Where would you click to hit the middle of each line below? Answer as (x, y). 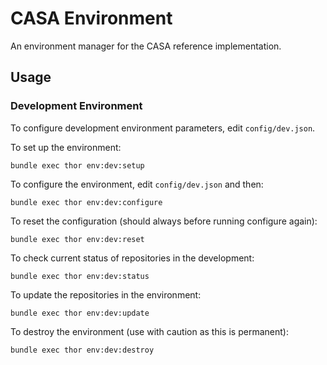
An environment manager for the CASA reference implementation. (146, 46)
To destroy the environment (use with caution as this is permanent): (149, 331)
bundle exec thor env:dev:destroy (82, 350)
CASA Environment (91, 18)
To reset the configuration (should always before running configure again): (164, 221)
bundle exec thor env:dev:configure (86, 202)
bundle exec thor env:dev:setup (77, 165)
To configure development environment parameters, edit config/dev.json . (163, 128)
